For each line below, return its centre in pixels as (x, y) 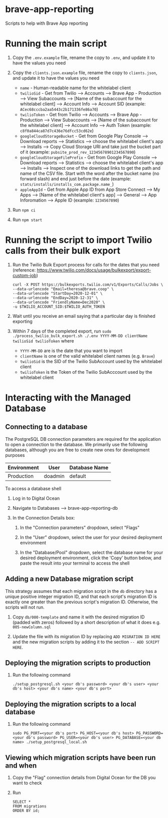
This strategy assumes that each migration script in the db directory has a (81, 591)
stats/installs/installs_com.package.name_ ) (67, 184)
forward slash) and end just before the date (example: (75, 179)
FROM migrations (29, 806)
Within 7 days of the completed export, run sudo (62, 331)
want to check (27, 783)
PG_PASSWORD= (150, 733)
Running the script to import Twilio (79, 240)
